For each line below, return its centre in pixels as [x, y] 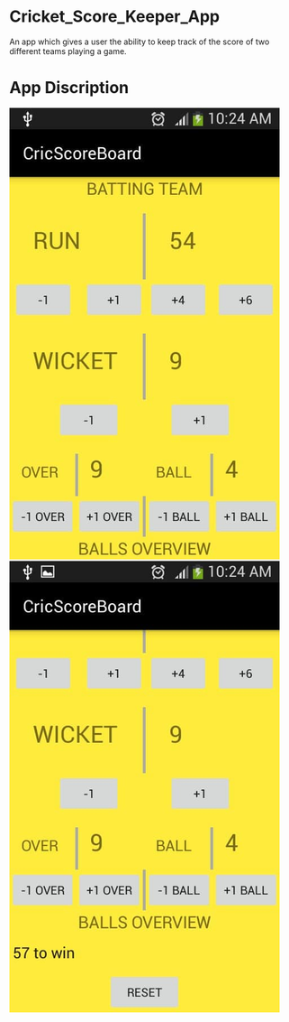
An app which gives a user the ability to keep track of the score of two [140, 42]
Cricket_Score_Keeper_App [115, 17]
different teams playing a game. [68, 51]
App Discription [69, 88]
